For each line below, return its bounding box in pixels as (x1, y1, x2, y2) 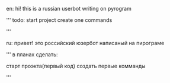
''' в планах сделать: (6, 51, 58, 58)
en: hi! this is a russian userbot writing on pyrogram (6, 5, 131, 12)
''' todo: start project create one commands (6, 17, 113, 23)
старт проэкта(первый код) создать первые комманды (6, 62, 146, 69)
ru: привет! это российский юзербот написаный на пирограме (6, 40, 165, 46)
